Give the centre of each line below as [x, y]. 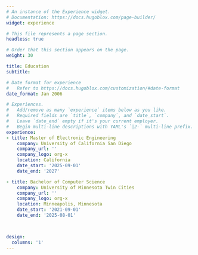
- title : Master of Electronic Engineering [61, 138]
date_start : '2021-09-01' [49, 210]
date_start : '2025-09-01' [49, 165]
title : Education [28, 66]
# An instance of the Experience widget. [58, 12]
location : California [44, 160]
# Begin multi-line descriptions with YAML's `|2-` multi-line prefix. [100, 127]
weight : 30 [20, 56]
